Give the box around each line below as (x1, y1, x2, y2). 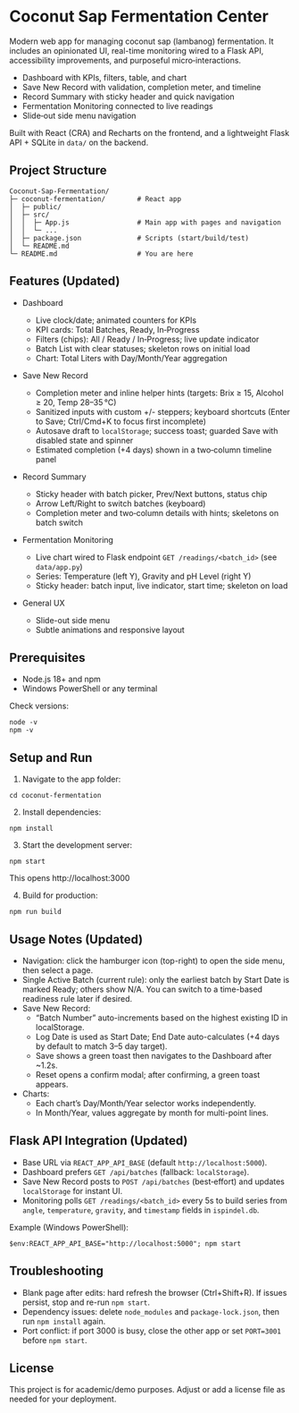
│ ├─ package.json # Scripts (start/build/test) (9, 233, 250, 242)
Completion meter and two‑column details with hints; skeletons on (35, 507, 279, 518)
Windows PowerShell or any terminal (21, 683, 158, 694)
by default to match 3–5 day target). (35, 1041, 168, 1052)
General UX (21, 597, 65, 608)
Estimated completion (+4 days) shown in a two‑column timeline (35, 444, 272, 455)
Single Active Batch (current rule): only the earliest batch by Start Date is (21, 975, 290, 985)
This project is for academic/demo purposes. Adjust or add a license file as (9, 1384, 286, 1395)
